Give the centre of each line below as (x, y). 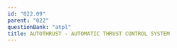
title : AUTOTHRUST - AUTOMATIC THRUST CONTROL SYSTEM (89, 34)
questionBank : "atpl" (39, 27)
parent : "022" (28, 20)
